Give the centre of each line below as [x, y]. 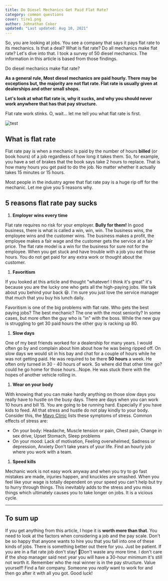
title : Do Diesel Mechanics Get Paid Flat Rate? [57, 10]
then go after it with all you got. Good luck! [49, 573]
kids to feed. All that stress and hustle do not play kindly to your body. [77, 410]
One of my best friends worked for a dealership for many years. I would [79, 343]
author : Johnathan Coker [31, 24]
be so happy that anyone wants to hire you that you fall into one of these [80, 541]
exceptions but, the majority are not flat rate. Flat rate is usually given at [81, 84]
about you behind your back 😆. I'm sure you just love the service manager [82, 292]
